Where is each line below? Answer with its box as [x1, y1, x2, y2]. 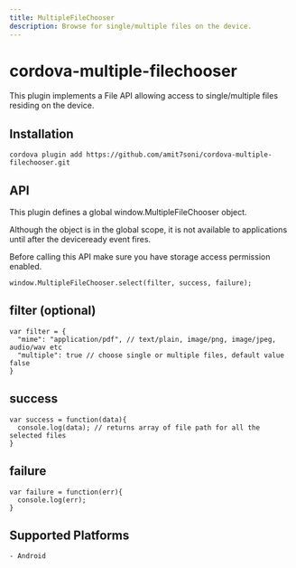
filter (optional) [9, 303, 97, 318]
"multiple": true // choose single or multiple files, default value [17, 350, 284, 360]
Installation [9, 126, 74, 141]
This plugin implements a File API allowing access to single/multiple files [9, 90, 278, 101]
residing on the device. [9, 100, 95, 111]
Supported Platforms [9, 527, 130, 543]
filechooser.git [9, 158, 70, 167]
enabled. [9, 261, 42, 272]
